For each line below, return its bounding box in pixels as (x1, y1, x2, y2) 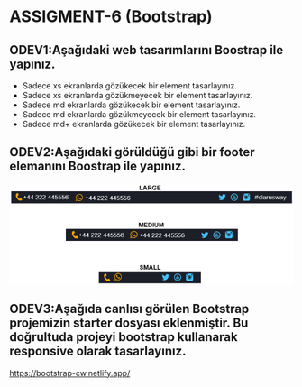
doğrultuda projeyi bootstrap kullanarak (9, 329, 238, 345)
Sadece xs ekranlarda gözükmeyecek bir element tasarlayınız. (22, 90, 253, 100)
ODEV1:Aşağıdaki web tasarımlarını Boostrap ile (9, 42, 284, 58)
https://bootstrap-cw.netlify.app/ (9, 367, 131, 378)
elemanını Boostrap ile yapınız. (9, 159, 187, 174)
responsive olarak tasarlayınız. (9, 344, 187, 359)
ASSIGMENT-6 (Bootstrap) (9, 6, 214, 27)
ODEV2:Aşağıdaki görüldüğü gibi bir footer (9, 144, 255, 160)
